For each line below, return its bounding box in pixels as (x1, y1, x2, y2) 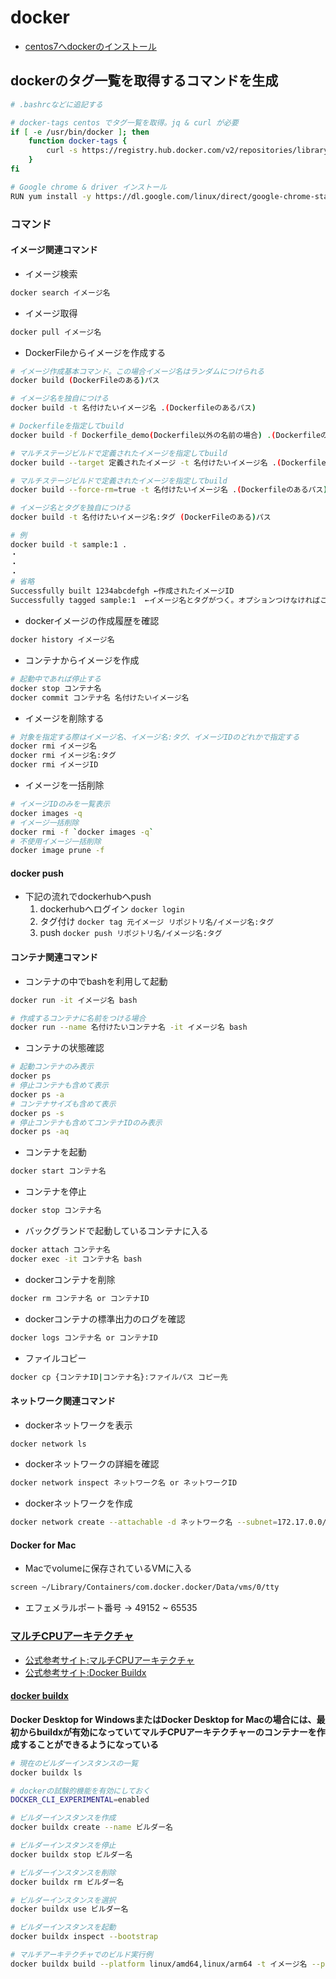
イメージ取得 (24, 307, 78, 319)
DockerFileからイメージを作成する (24, 346, 167, 358)
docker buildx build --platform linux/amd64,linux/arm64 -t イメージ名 (10, 1959, 308, 1969)
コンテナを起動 (24, 1146, 87, 1158)
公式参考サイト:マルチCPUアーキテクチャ (24, 1654, 195, 1666)
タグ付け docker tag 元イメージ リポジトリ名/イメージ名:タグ (39, 916, 275, 928)
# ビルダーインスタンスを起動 (10, 1922, 117, 1933)
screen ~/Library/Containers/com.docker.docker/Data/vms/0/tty (10, 1582, 280, 1593)
